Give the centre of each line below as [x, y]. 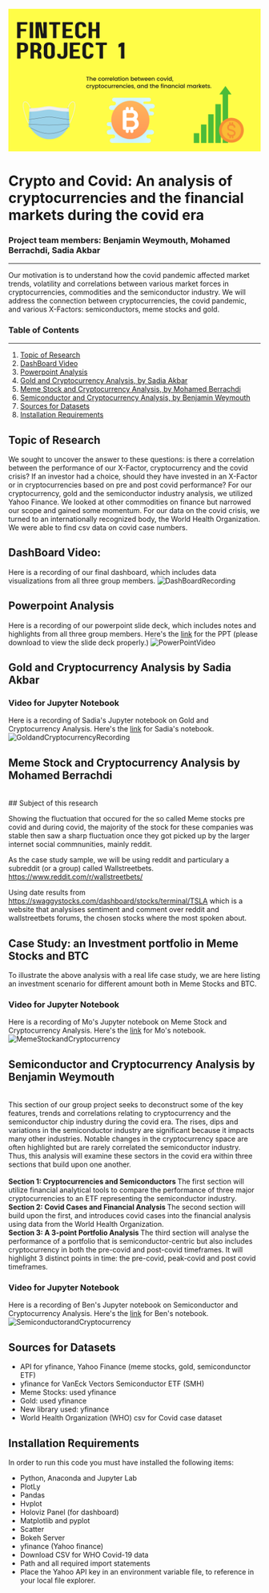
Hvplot [31, 1504]
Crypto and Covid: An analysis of [120, 181]
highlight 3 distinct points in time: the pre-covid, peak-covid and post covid [132, 1258]
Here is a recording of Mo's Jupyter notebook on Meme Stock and [118, 1022]
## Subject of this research [53, 803]
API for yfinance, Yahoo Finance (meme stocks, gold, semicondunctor [135, 1367]
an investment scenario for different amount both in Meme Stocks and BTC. [133, 984]
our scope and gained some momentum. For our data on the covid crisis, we [134, 511]
